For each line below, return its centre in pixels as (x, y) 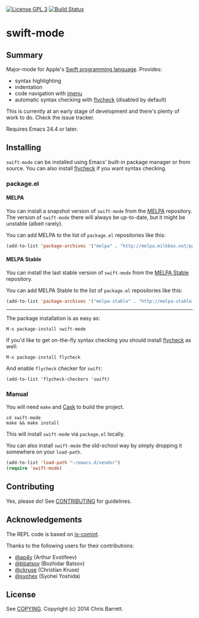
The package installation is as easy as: (53, 318)
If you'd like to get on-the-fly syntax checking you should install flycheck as (99, 340)
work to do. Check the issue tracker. (50, 118)
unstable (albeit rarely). (35, 223)
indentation (28, 87)
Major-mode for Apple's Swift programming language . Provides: (84, 69)
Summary (25, 55)
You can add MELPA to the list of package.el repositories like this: (86, 235)
